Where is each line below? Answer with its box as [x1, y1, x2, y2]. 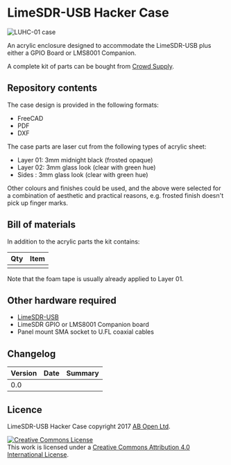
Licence [7, 404, 43, 416]
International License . [7, 450, 69, 459]
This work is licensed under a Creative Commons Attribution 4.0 [7, 443, 191, 451]
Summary [66, 369, 99, 378]
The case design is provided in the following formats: [7, 101, 160, 109]
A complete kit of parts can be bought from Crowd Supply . [7, 62, 175, 70]
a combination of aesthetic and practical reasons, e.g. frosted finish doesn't [7, 191, 224, 199]
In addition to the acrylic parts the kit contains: [7, 237, 140, 246]
